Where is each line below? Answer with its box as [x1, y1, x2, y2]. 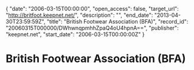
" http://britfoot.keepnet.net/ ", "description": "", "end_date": [5, 11, 153, 19]
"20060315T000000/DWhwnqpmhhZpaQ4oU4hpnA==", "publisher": [5, 24, 179, 31]
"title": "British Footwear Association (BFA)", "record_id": [46, 18, 189, 25]
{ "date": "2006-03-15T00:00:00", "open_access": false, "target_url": [5, 5, 179, 12]
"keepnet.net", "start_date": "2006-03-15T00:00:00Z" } [5, 31, 145, 38]
